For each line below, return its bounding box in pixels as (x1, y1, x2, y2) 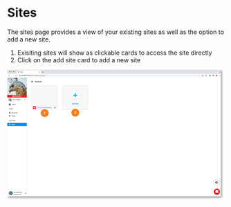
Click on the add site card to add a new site (17, 55, 141, 64)
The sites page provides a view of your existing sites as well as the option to (7, 28, 225, 36)
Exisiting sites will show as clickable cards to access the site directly (17, 48, 212, 57)
